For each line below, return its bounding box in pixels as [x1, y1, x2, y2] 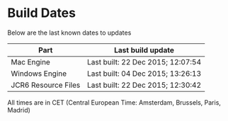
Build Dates [7, 5, 76, 21]
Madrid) [7, 105, 30, 114]
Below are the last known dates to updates [7, 28, 132, 37]
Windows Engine [11, 69, 67, 79]
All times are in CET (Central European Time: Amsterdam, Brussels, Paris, [7, 98, 222, 107]
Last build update [114, 45, 175, 54]
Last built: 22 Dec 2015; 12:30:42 [87, 80, 202, 90]
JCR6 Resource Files [11, 80, 81, 90]
